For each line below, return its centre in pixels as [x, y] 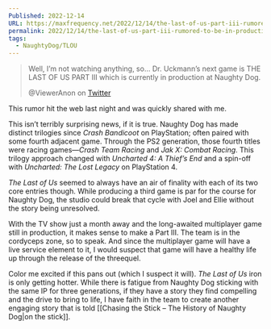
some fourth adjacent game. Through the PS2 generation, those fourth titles [134, 141]
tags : [17, 38]
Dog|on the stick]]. [40, 317]
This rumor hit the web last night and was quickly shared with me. [118, 109]
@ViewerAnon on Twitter [69, 93]
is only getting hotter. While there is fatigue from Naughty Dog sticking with [133, 282]
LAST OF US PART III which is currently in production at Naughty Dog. [144, 77]
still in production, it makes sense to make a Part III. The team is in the [124, 233]
